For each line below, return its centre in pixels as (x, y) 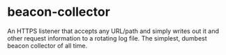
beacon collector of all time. (47, 45)
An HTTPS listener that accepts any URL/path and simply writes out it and (113, 31)
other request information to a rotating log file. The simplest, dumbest (107, 38)
